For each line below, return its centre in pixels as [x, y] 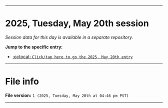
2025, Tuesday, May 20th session [77, 23]
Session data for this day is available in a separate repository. [69, 37]
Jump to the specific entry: [34, 47]
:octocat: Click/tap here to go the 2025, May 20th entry [72, 56]
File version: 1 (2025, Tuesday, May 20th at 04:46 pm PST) [67, 95]
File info [22, 82]
